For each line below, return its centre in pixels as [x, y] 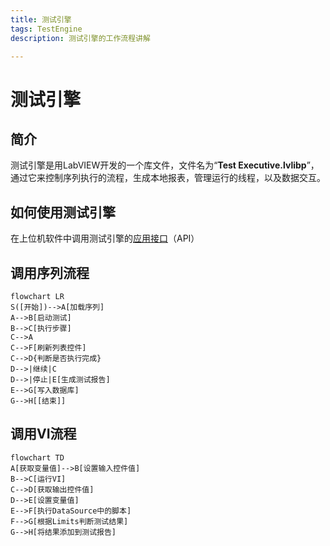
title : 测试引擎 [41, 19]
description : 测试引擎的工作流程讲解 [80, 38]
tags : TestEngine [46, 29]
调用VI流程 [43, 434]
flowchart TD [37, 457]
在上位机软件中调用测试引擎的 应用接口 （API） [105, 238]
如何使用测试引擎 [63, 212]
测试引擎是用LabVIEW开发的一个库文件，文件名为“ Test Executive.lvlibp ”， [165, 165]
